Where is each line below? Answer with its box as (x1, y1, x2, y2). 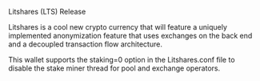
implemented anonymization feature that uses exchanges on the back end (8, 31, 253, 40)
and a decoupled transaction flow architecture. (8, 39, 162, 49)
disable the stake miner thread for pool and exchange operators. (8, 63, 221, 73)
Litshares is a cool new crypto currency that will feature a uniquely (8, 22, 228, 31)
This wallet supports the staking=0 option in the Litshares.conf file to (8, 55, 235, 64)
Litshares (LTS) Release (8, 7, 86, 16)
